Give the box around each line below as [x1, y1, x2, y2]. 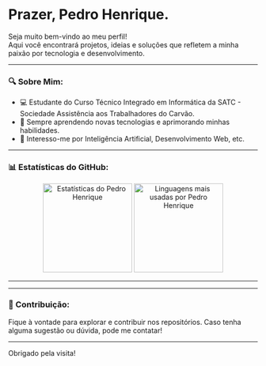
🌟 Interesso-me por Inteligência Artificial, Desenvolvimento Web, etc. [19, 134, 245, 144]
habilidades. [19, 126, 60, 135]
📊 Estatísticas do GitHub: [8, 162, 109, 173]
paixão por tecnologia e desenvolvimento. [8, 48, 145, 58]
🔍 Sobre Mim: [8, 76, 63, 87]
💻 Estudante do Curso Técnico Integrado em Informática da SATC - [19, 97, 241, 108]
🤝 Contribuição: [8, 299, 70, 310]
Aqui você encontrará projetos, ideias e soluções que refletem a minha [8, 40, 239, 49]
